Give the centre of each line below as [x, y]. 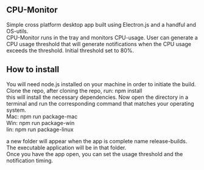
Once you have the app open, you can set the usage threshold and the [95, 154]
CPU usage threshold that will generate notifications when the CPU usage [99, 44]
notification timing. [30, 160]
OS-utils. [17, 31]
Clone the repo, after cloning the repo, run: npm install [74, 90]
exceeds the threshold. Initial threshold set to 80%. [70, 50]
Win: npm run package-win [40, 123]
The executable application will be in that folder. [66, 148]
